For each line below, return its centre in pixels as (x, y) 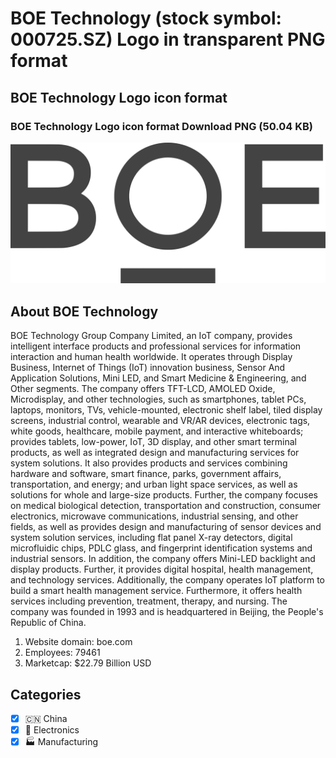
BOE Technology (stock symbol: (146, 18)
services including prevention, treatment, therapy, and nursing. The (149, 601)
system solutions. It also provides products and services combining (149, 463)
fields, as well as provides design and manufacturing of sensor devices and (166, 527)
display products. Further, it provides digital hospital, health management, (162, 569)
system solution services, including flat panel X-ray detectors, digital (151, 538)
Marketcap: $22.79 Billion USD (88, 663)
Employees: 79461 (62, 653)
